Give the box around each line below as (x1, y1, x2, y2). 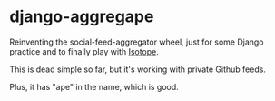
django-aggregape (9, 6, 154, 27)
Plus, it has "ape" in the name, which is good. (9, 81, 179, 92)
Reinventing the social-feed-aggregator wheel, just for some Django (9, 36, 264, 47)
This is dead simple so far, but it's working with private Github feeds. (9, 64, 266, 75)
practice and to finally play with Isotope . (9, 45, 159, 56)
